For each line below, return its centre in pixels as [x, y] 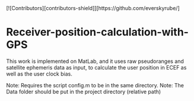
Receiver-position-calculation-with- [97, 32]
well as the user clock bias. [39, 74]
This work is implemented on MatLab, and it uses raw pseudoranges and [95, 61]
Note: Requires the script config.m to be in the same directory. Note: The [95, 85]
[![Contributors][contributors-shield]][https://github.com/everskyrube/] [93, 8]
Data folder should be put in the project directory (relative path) [84, 91]
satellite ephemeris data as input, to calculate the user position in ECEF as [96, 67]
